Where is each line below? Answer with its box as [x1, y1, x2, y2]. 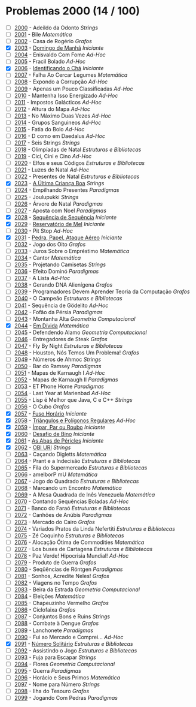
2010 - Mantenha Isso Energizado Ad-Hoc [14, 92, 118, 99]
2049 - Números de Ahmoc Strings [14, 356, 102, 363]
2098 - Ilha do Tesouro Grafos [14, 688, 90, 695]
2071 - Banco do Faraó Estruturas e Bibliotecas [14, 505, 131, 512]
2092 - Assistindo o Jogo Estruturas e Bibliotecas [14, 646, 137, 654]
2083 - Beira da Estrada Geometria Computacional [14, 586, 140, 593]
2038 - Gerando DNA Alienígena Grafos [14, 281, 113, 288]
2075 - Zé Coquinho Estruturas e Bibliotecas [14, 532, 124, 539]
